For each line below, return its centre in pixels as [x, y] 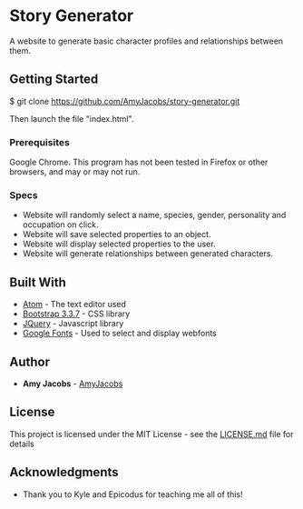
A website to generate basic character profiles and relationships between [147, 41]
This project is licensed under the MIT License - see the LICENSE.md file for [151, 434]
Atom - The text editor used [74, 304]
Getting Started [54, 80]
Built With [38, 282]
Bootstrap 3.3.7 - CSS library [76, 314]
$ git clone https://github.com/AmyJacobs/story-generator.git [125, 101]
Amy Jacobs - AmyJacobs [73, 384]
